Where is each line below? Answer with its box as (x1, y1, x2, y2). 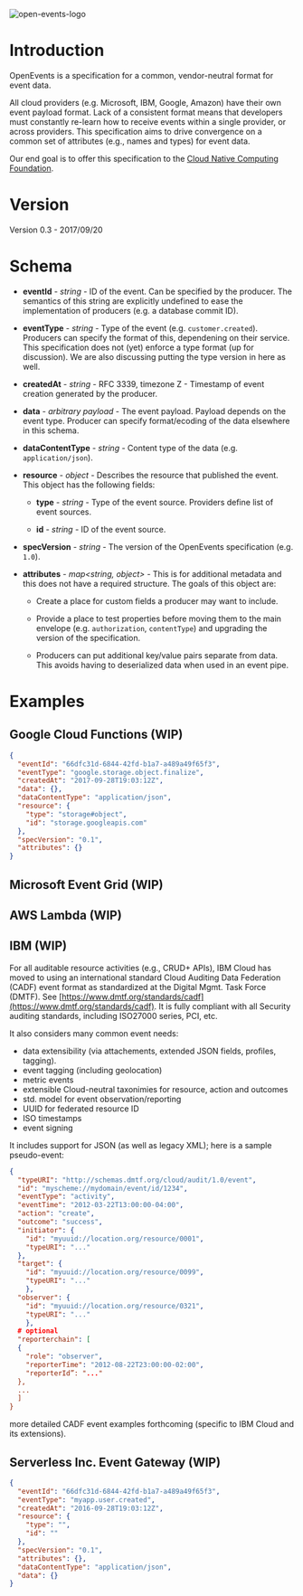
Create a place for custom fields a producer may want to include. (35, 595, 279, 606)
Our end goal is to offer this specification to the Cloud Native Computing (9, 153, 279, 164)
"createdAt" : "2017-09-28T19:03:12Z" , (17, 776, 165, 786)
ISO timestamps (22, 1112, 82, 1123)
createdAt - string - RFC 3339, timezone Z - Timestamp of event (22, 378, 265, 389)
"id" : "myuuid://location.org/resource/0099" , (25, 1268, 204, 1277)
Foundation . (9, 163, 54, 174)
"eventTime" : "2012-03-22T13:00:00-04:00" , (17, 1201, 184, 1210)
